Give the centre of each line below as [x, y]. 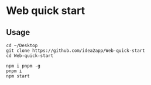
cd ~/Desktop [22, 45]
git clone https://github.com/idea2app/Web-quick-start [75, 51]
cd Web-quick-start [30, 56]
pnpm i [14, 71]
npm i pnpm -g [23, 66]
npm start [18, 76]
